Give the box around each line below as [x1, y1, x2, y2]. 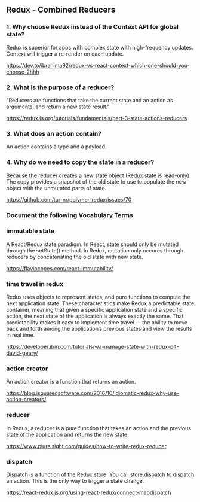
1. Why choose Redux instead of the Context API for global [6, 23, 179, 31]
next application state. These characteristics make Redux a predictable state [6, 300, 195, 307]
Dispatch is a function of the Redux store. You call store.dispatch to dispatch [6, 471, 195, 478]
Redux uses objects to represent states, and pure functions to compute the [6, 293, 190, 301]
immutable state [6, 227, 55, 235]
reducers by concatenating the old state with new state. [6, 253, 143, 260]
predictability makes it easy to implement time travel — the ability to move [6, 319, 188, 326]
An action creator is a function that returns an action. [6, 378, 136, 385]
